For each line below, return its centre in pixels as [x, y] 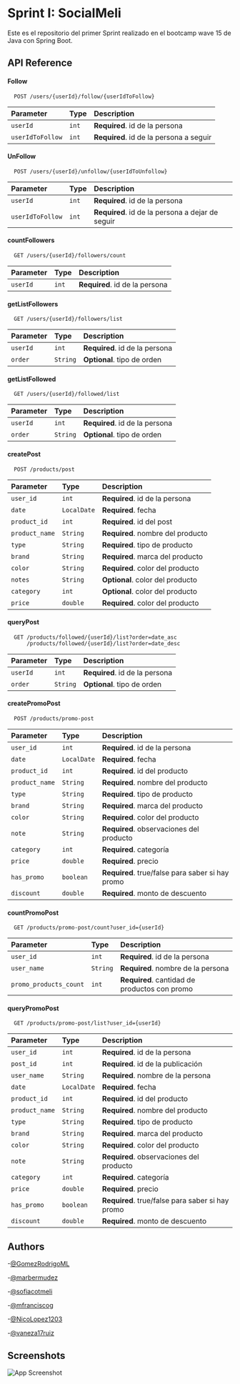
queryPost [23, 622]
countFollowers [31, 240]
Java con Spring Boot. [40, 40]
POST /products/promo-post [54, 718]
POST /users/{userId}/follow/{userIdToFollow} [84, 96]
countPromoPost [33, 912]
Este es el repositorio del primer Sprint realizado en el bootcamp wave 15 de [119, 33]
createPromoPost [34, 703]
